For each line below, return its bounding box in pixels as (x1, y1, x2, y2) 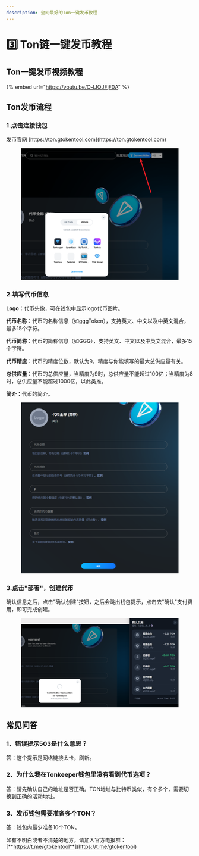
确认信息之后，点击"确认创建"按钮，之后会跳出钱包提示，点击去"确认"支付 (6, 598, 188, 605)
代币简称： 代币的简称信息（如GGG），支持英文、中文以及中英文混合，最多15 (6, 338, 192, 345)
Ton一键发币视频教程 (6, 67, 83, 77)
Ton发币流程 (6, 102, 52, 113)
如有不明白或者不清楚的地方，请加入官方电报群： (6, 836, 126, 843)
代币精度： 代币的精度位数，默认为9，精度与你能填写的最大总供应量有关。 (6, 358, 187, 365)
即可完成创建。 (16, 606, 53, 613)
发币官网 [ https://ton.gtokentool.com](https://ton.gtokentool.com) (6, 136, 166, 143)
